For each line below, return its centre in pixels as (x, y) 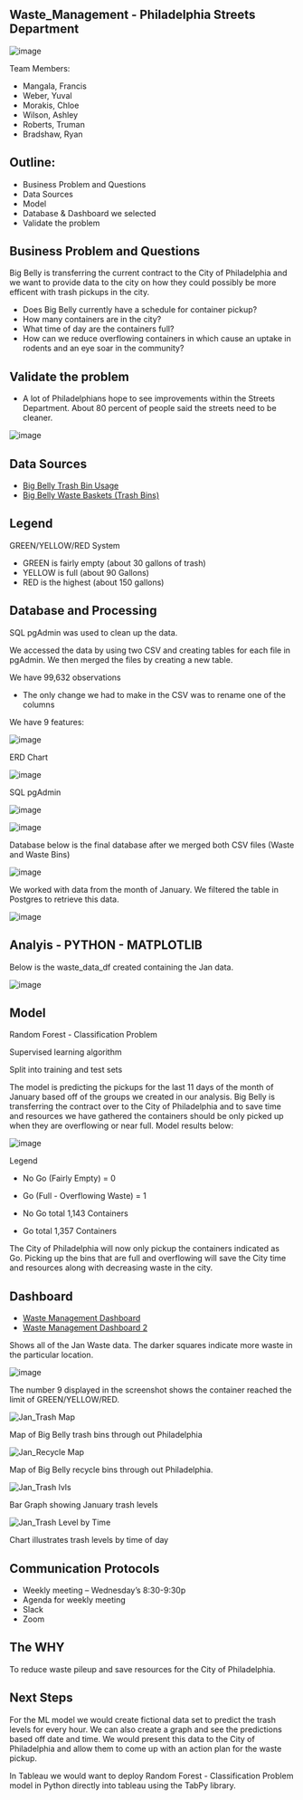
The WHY (37, 1647)
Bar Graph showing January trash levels (84, 1505)
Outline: (33, 163)
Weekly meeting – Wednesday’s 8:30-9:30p (104, 1590)
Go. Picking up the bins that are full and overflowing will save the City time (148, 1259)
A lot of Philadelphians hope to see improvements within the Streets (149, 398)
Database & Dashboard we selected (89, 213)
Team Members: (40, 68)
